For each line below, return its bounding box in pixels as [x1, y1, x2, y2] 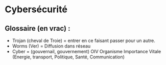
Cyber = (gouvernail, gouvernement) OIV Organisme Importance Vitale [12, 49, 161, 54]
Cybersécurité [5, 4, 67, 15]
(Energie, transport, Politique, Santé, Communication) [12, 54, 125, 60]
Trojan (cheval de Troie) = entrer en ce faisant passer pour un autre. [12, 37, 155, 44]
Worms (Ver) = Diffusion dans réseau [12, 43, 91, 49]
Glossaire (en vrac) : [5, 24, 70, 33]
